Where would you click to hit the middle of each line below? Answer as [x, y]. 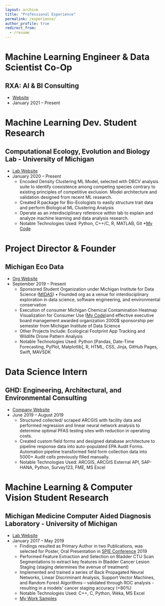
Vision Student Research [57, 498]
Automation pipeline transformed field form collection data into [83, 452]
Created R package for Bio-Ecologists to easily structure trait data [86, 202]
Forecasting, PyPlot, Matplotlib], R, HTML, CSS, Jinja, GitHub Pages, [89, 347]
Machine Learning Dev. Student [71, 123]
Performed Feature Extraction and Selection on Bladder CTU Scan [87, 556]
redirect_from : [21, 28]
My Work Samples [38, 598]
